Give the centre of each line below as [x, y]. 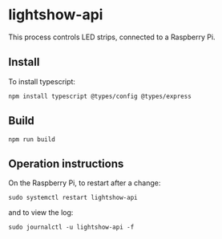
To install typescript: [42, 81]
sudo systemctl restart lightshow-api [73, 198]
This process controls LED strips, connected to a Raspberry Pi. [112, 37]
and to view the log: [41, 213]
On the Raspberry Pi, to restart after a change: [85, 183]
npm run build [32, 139]
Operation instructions [66, 163]
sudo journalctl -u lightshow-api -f [71, 227]
